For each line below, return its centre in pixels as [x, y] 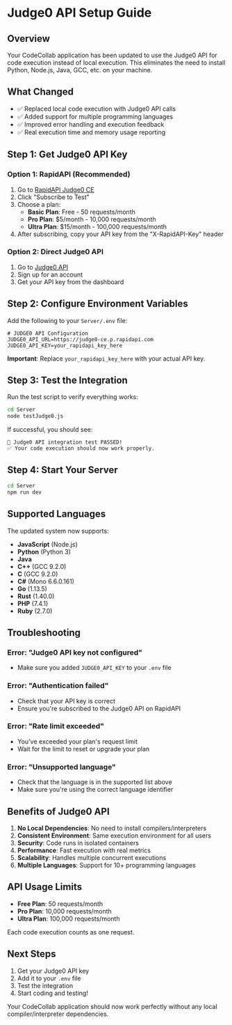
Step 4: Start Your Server [63, 470]
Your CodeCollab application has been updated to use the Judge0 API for [112, 55]
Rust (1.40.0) [36, 596]
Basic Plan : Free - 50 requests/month [81, 212]
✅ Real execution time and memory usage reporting [91, 132]
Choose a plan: [39, 204]
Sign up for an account [50, 274]
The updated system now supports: [58, 531]
